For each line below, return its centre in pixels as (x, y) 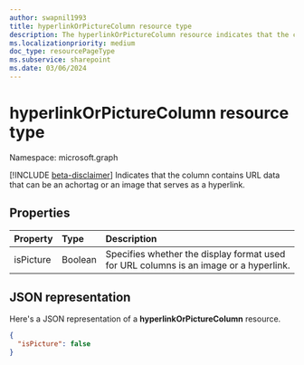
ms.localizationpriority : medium (72, 43)
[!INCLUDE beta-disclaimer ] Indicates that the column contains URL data (145, 175)
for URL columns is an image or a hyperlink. (198, 265)
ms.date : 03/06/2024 (48, 69)
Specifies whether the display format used (195, 254)
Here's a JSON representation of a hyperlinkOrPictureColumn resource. (145, 319)
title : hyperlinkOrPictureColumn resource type (101, 26)
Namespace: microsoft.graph (64, 157)
